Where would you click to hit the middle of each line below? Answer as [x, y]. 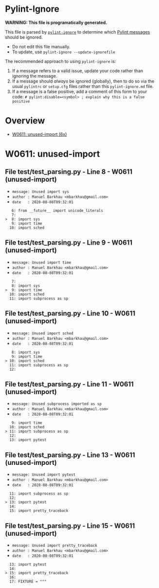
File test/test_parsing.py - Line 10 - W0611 [70, 314]
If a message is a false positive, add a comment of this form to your [79, 91]
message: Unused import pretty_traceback [54, 546]
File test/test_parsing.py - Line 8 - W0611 [69, 172]
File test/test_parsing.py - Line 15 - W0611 [70, 526]
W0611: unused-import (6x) [39, 134]
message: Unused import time [42, 262]
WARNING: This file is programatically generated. [56, 22]
